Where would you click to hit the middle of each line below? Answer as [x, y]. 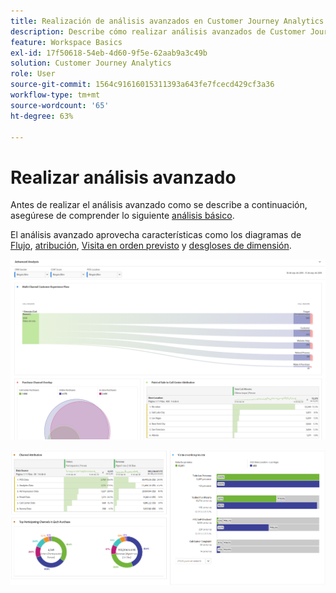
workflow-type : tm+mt [55, 95]
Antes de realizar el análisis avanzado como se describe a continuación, [159, 205]
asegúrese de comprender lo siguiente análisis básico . [122, 216]
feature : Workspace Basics [66, 42]
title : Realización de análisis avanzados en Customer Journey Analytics [167, 21]
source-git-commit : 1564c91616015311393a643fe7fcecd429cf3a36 [142, 85]
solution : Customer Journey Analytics [91, 63]
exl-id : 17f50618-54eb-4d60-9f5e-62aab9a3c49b [109, 53]
